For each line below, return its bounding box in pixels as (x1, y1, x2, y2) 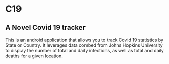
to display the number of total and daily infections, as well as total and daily (5, 48, 164, 53)
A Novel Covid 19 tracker (5, 23, 86, 32)
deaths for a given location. (5, 53, 63, 59)
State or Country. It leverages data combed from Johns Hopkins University (5, 42, 163, 48)
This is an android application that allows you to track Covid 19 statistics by (5, 37, 164, 43)
